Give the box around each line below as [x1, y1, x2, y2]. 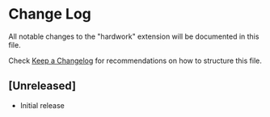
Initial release [19, 100, 65, 110]
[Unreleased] [8, 79, 77, 93]
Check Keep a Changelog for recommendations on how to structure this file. [8, 56, 263, 65]
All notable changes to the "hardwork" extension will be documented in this [8, 31, 259, 41]
